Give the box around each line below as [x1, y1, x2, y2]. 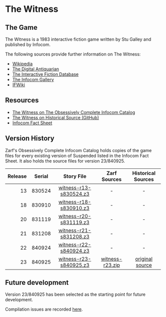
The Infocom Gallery [12, 77, 54, 82]
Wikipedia [12, 61, 33, 66]
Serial [34, 172, 48, 179]
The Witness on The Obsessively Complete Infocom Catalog [12, 109, 135, 115]
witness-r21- [58, 227, 91, 234]
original [135, 255, 153, 262]
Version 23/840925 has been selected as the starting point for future [5, 291, 146, 298]
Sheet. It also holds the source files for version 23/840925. [5, 158, 125, 164]
